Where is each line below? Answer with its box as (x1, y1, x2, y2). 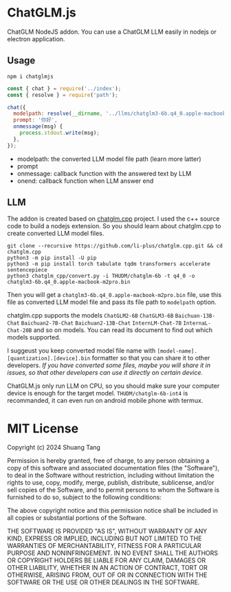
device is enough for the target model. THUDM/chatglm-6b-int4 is (7, 389, 188, 397)
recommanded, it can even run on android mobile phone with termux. (7, 397, 203, 405)
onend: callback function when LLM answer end (16, 177, 154, 185)
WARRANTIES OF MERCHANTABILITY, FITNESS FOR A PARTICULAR (7, 542, 201, 550)
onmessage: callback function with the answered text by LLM (16, 169, 192, 177)
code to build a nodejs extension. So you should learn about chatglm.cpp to (7, 222, 221, 230)
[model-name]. (157, 348, 198, 355)
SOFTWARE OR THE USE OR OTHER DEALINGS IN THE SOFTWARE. (7, 578, 200, 586)
